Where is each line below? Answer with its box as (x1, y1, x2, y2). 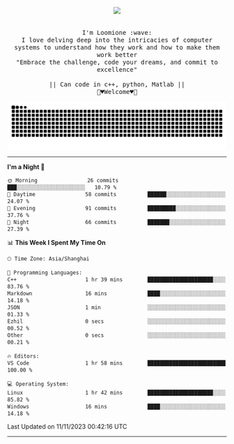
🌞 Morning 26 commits (7, 177, 119, 184)
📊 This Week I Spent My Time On (7, 238, 106, 246)
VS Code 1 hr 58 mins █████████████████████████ (7, 359, 226, 367)
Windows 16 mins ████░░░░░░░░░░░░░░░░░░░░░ (7, 403, 226, 410)
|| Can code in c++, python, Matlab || (49, 81, 185, 88)
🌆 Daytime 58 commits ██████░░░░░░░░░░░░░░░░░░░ (7, 191, 226, 198)
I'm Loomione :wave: (81, 29, 153, 36)
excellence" (96, 66, 138, 73)
